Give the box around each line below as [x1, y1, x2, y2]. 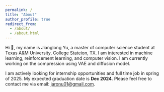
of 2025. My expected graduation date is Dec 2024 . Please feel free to [5, 76, 152, 81]
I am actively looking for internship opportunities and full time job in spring [5, 70, 159, 76]
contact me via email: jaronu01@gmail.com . [5, 81, 96, 87]
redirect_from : [5, 21, 37, 27]
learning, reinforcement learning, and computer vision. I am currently [5, 55, 148, 61]
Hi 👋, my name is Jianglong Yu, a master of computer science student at [5, 45, 155, 50]
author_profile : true [5, 17, 51, 22]
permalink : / [5, 7, 33, 13]
